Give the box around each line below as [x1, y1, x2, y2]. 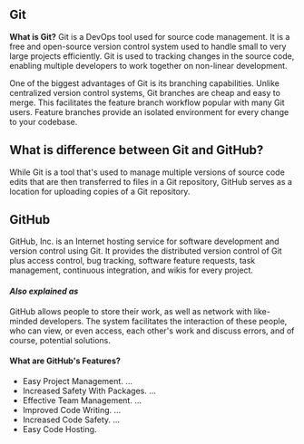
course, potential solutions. [9, 334, 111, 345]
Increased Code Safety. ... [22, 414, 121, 425]
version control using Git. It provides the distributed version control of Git [9, 246, 283, 256]
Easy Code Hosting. [22, 423, 97, 434]
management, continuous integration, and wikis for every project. [9, 265, 254, 275]
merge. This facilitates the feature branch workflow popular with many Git [9, 97, 285, 108]
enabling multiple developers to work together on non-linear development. [9, 60, 288, 71]
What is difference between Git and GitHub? [9, 142, 264, 158]
